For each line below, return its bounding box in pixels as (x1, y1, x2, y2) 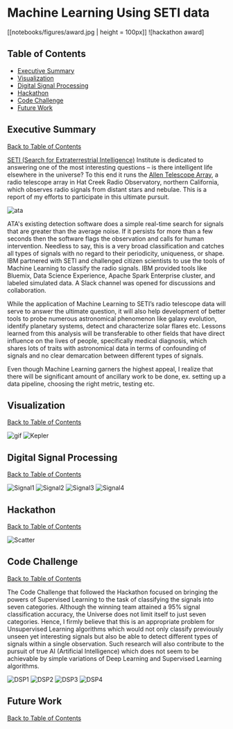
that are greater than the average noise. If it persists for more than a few (7, 227, 214, 235)
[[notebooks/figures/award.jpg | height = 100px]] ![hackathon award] (7, 28, 205, 36)
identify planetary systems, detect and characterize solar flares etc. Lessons (7, 321, 226, 330)
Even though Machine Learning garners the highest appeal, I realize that (7, 364, 214, 373)
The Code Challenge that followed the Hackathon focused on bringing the (7, 588, 218, 596)
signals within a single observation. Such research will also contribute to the (7, 639, 224, 648)
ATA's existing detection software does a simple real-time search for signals (7, 219, 224, 227)
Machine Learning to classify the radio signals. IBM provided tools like (7, 264, 207, 272)
